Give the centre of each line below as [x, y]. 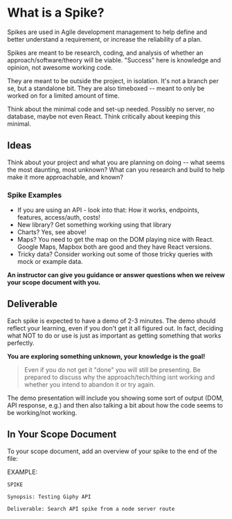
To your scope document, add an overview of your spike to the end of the [112, 451]
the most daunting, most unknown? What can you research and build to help [116, 169]
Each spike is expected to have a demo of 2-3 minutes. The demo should [111, 321]
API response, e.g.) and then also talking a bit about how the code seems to [115, 405]
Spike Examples [35, 195]
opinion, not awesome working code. [60, 67]
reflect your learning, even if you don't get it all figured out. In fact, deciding [115, 328]
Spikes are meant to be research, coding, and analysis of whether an [105, 53]
